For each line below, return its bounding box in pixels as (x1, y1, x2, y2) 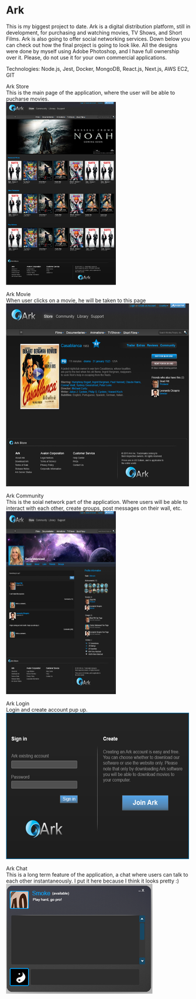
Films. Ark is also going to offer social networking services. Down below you (6, 35, 190, 42)
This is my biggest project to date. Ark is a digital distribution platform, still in (6, 23, 191, 30)
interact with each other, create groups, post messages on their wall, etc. (6, 504, 183, 511)
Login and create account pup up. (6, 706, 88, 713)
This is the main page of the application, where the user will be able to (6, 89, 176, 96)
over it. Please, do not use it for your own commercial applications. (6, 54, 167, 61)
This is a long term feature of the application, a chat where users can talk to (6, 871, 188, 878)
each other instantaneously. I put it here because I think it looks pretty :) (6, 877, 180, 884)
